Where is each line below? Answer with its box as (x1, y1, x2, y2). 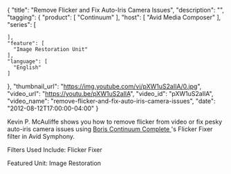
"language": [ (7, 58, 48, 65)
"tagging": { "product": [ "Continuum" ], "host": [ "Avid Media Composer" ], (7, 13, 221, 21)
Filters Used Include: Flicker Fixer (7, 146, 102, 154)
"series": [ (7, 21, 37, 28)
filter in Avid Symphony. (7, 133, 75, 140)
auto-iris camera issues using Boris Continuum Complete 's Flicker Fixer (7, 125, 213, 133)
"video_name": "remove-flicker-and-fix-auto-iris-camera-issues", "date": (7, 97, 216, 105)
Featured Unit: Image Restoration (7, 159, 102, 167)
